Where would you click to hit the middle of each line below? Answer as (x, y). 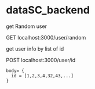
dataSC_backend (48, 10)
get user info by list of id (35, 49)
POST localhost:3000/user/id (41, 60)
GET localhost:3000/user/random (46, 37)
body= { (15, 70)
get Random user (27, 26)
